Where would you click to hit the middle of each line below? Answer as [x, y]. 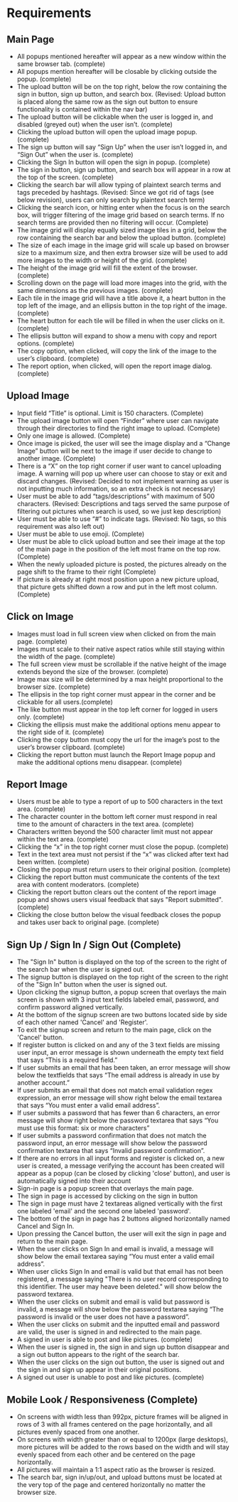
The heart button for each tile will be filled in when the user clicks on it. [121, 321]
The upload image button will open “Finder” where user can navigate [118, 420]
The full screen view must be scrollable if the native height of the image [121, 664]
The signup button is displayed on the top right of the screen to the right [123, 977]
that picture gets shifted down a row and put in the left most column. [117, 586]
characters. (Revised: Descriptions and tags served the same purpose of [123, 503]
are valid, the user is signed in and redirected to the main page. [109, 1332]
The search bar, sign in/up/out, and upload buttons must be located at [119, 1477]
